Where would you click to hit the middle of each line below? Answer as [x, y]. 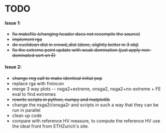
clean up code [27, 115]
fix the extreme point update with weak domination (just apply [76, 50]
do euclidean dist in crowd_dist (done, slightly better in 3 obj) [75, 45]
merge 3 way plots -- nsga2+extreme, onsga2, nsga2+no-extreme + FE [87, 89]
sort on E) [46, 55]
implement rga [27, 39]
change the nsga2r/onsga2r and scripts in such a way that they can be [85, 105]
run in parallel [26, 110]
